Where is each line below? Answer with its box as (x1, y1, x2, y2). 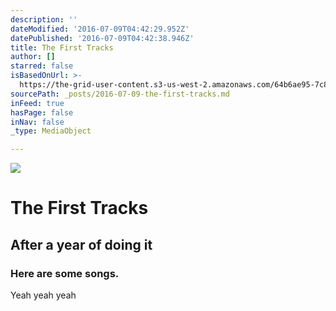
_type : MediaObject (10, 126, 92, 136)
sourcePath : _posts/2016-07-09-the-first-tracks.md (10, 89, 230, 99)
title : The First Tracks (10, 42, 114, 53)
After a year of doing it (10, 236, 153, 253)
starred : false (10, 61, 74, 71)
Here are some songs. (10, 266, 120, 280)
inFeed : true (10, 98, 65, 108)
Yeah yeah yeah (10, 289, 77, 301)
